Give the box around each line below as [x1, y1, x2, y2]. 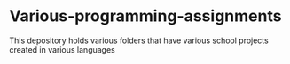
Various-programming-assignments [9, 6, 282, 26]
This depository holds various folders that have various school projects [9, 35, 269, 46]
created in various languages [9, 44, 115, 54]
